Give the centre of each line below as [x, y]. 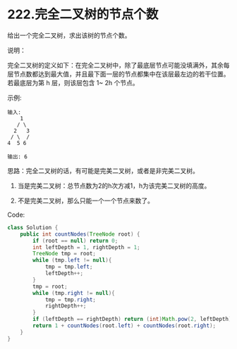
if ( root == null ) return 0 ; [75, 241]
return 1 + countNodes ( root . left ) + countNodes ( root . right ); [124, 326]
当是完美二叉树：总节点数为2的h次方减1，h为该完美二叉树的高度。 [114, 185]
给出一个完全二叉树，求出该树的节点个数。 [69, 35]
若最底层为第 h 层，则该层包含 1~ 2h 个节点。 [73, 82]
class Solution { [33, 227]
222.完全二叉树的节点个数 [83, 14]
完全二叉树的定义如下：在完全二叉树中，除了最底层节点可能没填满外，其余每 [119, 65]
